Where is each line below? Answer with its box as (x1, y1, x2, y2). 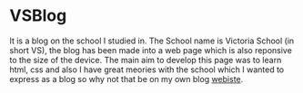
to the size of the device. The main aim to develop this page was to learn (9, 54, 282, 65)
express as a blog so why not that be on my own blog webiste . (9, 73, 244, 84)
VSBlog (9, 5, 67, 26)
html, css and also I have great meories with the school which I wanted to (9, 64, 285, 75)
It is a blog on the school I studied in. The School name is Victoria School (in (9, 35, 295, 46)
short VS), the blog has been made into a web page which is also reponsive (9, 44, 293, 55)
